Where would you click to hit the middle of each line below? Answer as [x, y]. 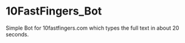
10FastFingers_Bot [54, 11]
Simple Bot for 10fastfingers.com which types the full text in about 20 [92, 28]
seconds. [17, 34]
